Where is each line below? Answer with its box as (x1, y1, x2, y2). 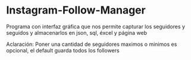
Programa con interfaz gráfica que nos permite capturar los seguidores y (6, 23, 186, 30)
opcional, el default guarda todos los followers (6, 46, 120, 54)
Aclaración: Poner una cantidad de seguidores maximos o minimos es (6, 41, 177, 48)
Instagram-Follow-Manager (6, 4, 146, 17)
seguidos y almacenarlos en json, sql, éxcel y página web (6, 29, 148, 36)
